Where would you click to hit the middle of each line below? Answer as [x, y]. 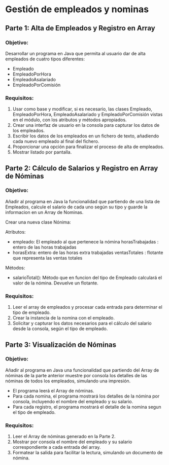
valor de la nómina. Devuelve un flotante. [56, 283]
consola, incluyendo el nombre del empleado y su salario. [73, 401]
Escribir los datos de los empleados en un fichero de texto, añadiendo [86, 136]
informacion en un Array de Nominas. [44, 212]
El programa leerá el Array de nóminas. [54, 390]
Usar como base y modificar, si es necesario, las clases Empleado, [82, 109]
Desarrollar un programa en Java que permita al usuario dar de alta [75, 53]
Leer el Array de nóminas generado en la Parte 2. [64, 437]
